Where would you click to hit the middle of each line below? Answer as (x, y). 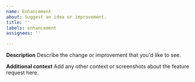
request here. (22, 73)
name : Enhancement (29, 11)
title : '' (18, 22)
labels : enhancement (32, 28)
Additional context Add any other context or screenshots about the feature (98, 66)
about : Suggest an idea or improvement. (57, 17)
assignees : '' (24, 33)
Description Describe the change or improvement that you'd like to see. (94, 55)
